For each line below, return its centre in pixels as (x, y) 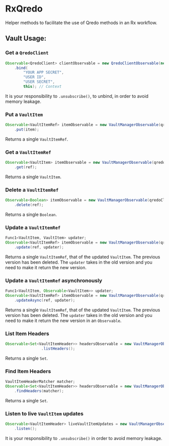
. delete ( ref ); (29, 205)
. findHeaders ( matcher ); (39, 391)
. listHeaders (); (58, 349)
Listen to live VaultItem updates (45, 413)
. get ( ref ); (26, 167)
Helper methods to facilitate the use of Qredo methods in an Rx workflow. (81, 23)
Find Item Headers (28, 371)
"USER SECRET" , (39, 82)
